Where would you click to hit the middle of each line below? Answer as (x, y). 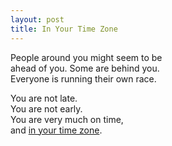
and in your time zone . (56, 130)
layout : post (37, 19)
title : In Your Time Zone (64, 29)
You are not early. (46, 108)
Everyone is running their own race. (83, 78)
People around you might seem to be (86, 57)
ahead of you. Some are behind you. (85, 68)
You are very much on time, (67, 119)
